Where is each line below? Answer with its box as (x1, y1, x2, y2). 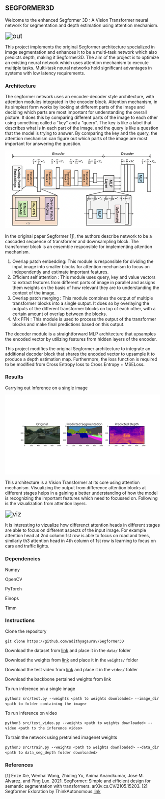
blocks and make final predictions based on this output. (12, 321, 125, 327)
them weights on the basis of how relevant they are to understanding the (12, 285, 160, 291)
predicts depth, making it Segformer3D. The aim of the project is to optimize (5, 54, 159, 60)
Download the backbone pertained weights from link (5, 676, 111, 682)
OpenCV (5, 576, 23, 582)
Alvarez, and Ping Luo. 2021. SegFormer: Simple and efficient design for (5, 778, 151, 784)
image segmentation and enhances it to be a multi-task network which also (5, 49, 157, 55)
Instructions (5, 617, 35, 624)
